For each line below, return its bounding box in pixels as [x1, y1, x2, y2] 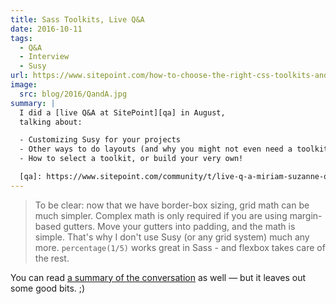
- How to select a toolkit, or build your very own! [19, 154, 244, 164]
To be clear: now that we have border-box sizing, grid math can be [34, 199, 310, 211]
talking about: [19, 117, 83, 127]
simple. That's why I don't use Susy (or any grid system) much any [34, 231, 310, 243]
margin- [289, 209, 323, 221]
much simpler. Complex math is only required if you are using [34, 209, 288, 221]
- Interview [19, 52, 70, 62]
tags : [10, 33, 33, 43]
